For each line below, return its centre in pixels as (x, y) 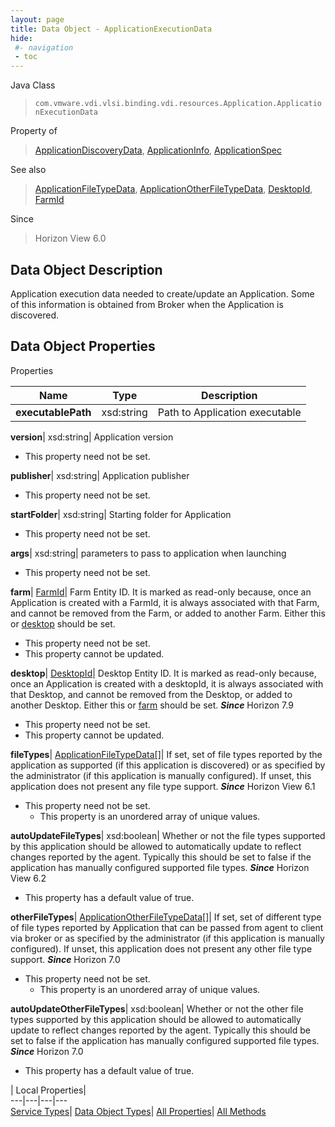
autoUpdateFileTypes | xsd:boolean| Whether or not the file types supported (168, 835)
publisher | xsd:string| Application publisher (100, 475)
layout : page (37, 19)
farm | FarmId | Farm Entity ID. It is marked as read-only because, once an (161, 592)
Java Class (33, 85)
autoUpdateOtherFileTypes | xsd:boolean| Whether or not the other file (157, 1008)
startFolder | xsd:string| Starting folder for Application (121, 514)
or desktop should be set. (63, 623)
